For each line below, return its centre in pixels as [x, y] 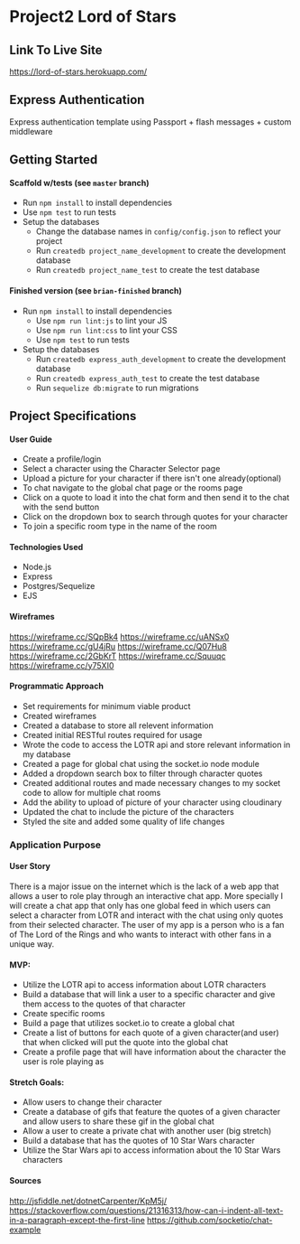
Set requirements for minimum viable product [106, 706]
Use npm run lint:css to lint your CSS [107, 330]
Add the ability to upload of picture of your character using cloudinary [152, 802]
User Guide [31, 439]
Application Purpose [55, 845]
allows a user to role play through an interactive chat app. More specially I [146, 895]
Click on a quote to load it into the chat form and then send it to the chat [156, 498]
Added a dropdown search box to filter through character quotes [142, 773]
